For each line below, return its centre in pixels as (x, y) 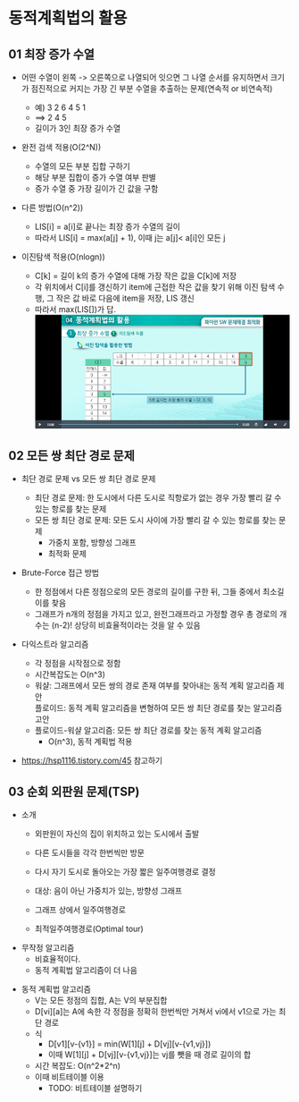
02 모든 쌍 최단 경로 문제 (72, 456)
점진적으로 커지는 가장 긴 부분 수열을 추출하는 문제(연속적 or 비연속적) (152, 89)
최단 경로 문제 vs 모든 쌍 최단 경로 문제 (88, 479)
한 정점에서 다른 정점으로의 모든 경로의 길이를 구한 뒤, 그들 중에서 (147, 592)
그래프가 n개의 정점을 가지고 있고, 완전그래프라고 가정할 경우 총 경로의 (156, 615)
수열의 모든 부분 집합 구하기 (82, 166)
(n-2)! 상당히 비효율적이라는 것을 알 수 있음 (126, 625)
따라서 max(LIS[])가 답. (75, 309)
